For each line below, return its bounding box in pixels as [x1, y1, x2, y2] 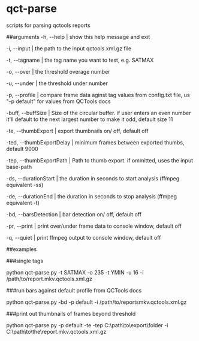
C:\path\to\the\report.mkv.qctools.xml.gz [6, 328, 107, 335]
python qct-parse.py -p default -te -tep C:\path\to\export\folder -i [6, 321, 168, 328]
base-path [6, 163, 32, 170]
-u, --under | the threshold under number [6, 80, 108, 87]
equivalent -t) [6, 199, 40, 206]
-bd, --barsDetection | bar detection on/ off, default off [6, 210, 142, 218]
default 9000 [6, 145, 39, 152]
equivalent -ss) [6, 181, 44, 188]
